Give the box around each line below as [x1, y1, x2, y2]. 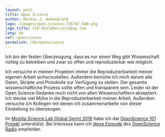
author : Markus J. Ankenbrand [5, 16, 69, 21]
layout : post [5, 7, 33, 12]
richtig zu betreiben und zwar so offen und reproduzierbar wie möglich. [5, 58, 153, 65]
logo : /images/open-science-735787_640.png [5, 21, 98, 26]
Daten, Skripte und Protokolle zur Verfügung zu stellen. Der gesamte [5, 79, 147, 85]
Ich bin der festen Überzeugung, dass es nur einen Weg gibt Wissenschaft [5, 53, 159, 59]
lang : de [5, 30, 24, 35]
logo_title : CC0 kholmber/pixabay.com [5, 26, 87, 31]
